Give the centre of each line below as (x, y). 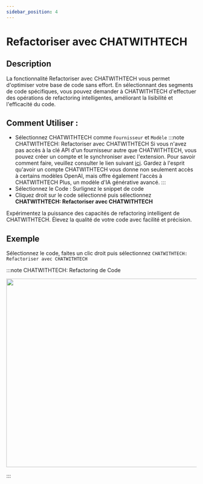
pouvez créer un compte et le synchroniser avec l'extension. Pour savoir (105, 157)
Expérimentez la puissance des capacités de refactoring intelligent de (93, 213)
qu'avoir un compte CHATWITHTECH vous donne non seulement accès (104, 170)
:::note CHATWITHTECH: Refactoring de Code (63, 270)
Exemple (23, 239)
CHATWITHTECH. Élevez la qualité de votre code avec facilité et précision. (99, 220)
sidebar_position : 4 (32, 12)
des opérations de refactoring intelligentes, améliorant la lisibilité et (90, 98)
